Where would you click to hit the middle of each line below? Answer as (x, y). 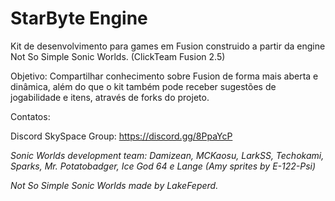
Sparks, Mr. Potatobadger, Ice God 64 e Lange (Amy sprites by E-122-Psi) (163, 166)
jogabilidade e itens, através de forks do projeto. (110, 97)
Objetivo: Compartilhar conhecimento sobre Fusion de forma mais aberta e (164, 76)
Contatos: (30, 116)
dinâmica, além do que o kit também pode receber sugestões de (143, 86)
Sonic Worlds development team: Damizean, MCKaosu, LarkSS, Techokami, (167, 155)
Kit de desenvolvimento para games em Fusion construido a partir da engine (168, 46)
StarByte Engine (79, 18)
